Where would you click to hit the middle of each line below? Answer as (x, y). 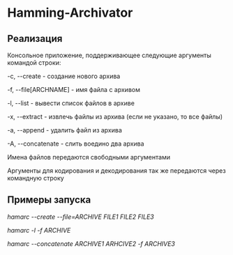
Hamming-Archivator (70, 13)
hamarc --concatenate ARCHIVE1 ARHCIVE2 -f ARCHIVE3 (91, 244)
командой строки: (34, 63)
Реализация (35, 39)
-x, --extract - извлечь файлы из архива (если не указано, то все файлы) (115, 117)
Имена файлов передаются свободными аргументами (89, 157)
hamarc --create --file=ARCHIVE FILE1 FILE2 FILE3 (81, 217)
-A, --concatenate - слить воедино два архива (76, 144)
